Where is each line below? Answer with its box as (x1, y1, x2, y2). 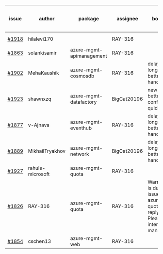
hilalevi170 (28, 36, 53, 42)
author (38, 16, 55, 22)
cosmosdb (70, 73, 95, 79)
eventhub (70, 125, 92, 131)
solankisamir (28, 49, 57, 56)
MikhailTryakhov (28, 148, 66, 154)
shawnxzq (28, 95, 52, 102)
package (78, 16, 99, 22)
